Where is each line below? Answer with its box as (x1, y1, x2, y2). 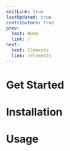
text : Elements (11, 47, 49, 53)
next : (6, 42, 20, 48)
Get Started (6, 78, 64, 92)
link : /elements (11, 53, 52, 59)
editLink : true (6, 8, 44, 15)
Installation (6, 105, 63, 118)
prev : (6, 25, 20, 31)
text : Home (11, 31, 39, 37)
